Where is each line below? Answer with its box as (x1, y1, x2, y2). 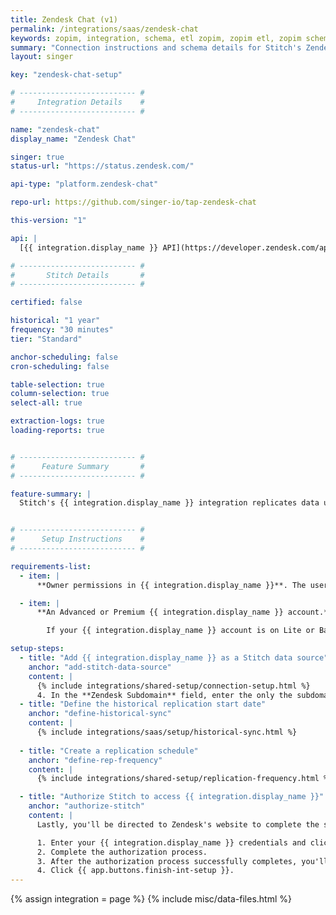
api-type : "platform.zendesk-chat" (10, 179, 159, 190)
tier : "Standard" (10, 334, 83, 344)
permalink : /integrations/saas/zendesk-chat (10, 24, 199, 34)
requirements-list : (10, 561, 92, 571)
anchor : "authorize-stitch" (28, 801, 145, 811)
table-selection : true (10, 379, 105, 390)
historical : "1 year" (10, 316, 101, 326)
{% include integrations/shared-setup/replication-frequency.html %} (36, 774, 333, 784)
